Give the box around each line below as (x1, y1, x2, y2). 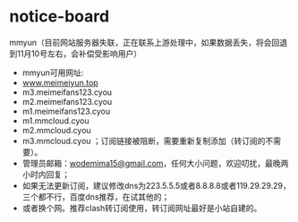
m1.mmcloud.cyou (21, 115, 89, 126)
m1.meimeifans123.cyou (21, 106, 110, 116)
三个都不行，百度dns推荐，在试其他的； (21, 191, 170, 202)
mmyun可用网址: (21, 67, 84, 78)
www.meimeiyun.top (21, 77, 98, 88)
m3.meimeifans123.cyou (21, 87, 113, 98)
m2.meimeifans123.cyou (21, 96, 113, 107)
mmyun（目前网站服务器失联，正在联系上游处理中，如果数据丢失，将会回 (9, 37, 280, 47)
